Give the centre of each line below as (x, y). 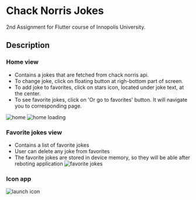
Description (28, 45)
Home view (23, 62)
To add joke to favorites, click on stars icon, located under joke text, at (99, 87)
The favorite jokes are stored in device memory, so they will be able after (102, 157)
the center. (27, 93)
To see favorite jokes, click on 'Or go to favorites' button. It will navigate (101, 99)
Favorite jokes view (34, 132)
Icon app (19, 178)
